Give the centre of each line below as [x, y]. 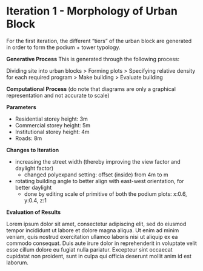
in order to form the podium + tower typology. [63, 47]
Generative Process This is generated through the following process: [93, 59]
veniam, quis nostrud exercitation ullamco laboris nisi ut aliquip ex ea [92, 236]
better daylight [33, 187]
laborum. [18, 263]
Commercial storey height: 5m [53, 125]
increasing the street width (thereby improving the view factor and [98, 161]
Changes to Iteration [33, 150]
